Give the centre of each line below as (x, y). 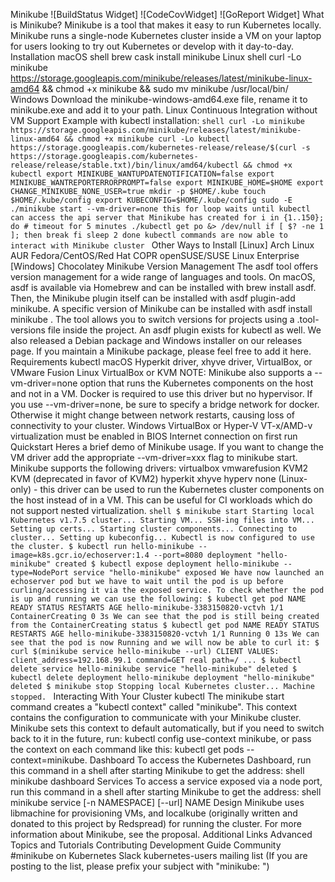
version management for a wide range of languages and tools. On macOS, (163, 277)
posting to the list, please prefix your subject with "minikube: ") (140, 866)
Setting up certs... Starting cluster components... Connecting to (154, 529)
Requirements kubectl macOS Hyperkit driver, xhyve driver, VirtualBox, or (161, 362)
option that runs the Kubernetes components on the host (196, 383)
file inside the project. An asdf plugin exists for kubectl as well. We (184, 330)
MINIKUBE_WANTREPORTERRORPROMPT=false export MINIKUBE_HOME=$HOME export (167, 183)
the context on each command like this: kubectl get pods (127, 749)
